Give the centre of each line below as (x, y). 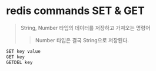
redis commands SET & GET (76, 11)
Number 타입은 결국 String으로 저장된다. (82, 40)
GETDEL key (19, 62)
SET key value (24, 51)
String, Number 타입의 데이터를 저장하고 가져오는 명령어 (85, 28)
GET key (16, 57)
